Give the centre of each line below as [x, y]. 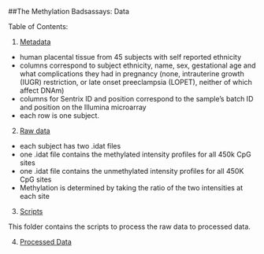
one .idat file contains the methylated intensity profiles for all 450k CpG [135, 154]
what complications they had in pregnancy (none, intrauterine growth [132, 74]
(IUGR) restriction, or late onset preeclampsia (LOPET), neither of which [136, 82]
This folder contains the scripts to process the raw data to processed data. [129, 226]
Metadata [35, 42]
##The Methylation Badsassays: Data [69, 11]
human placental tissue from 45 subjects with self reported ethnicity [130, 57]
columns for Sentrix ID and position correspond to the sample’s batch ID [136, 99]
